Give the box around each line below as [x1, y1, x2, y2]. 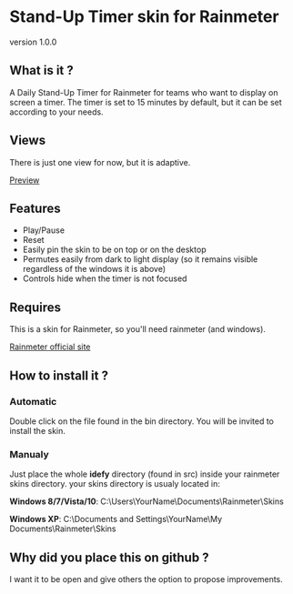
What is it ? [9, 63, 75, 78]
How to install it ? [9, 367, 109, 383]
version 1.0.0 [9, 36, 57, 47]
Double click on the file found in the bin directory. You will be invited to [9, 416, 275, 427]
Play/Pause [22, 225, 66, 236]
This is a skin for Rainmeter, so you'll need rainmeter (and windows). [9, 324, 267, 335]
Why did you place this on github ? [9, 549, 209, 565]
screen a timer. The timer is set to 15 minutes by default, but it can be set [9, 96, 282, 107]
